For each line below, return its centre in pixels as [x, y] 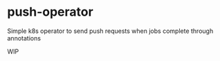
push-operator [50, 12]
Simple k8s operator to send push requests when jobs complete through [110, 31]
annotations [24, 38]
